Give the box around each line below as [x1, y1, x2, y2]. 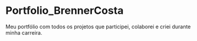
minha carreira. [5, 29, 42, 36]
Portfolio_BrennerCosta [5, 4, 124, 17]
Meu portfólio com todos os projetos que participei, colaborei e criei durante [5, 23, 191, 30]
